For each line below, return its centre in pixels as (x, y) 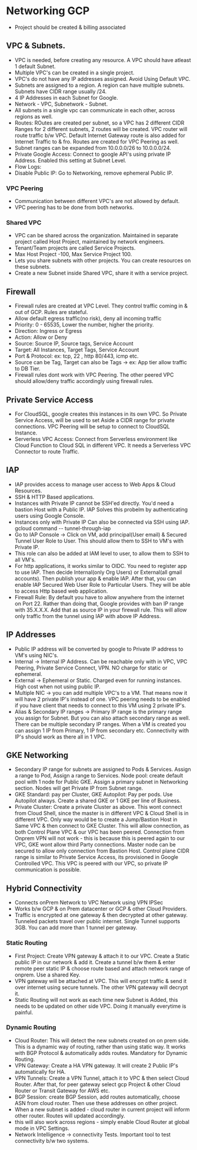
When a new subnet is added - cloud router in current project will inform (102, 1109)
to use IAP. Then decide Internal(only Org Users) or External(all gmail (98, 572)
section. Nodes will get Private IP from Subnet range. (79, 788)
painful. (24, 1012)
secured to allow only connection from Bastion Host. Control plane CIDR (102, 851)
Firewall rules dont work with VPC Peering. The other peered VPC (94, 375)
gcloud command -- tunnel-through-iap (63, 528)
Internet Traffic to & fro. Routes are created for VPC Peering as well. (97, 141)
